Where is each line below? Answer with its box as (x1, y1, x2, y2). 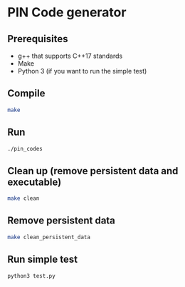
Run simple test (7, 253, 78, 266)
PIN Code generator (7, 4, 127, 21)
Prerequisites (7, 33, 68, 45)
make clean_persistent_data (7, 233, 91, 241)
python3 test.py (7, 272, 55, 279)
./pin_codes (7, 145, 43, 152)
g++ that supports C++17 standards (17, 51, 123, 60)
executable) (7, 176, 62, 188)
